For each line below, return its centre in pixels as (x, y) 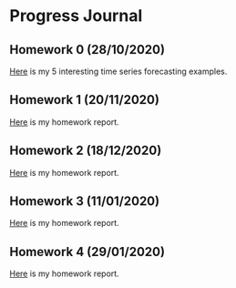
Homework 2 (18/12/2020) (86, 151)
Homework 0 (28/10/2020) (87, 50)
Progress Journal (76, 16)
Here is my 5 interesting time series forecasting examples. (118, 71)
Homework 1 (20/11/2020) (84, 100)
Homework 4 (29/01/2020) (87, 252)
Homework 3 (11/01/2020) (85, 201)
